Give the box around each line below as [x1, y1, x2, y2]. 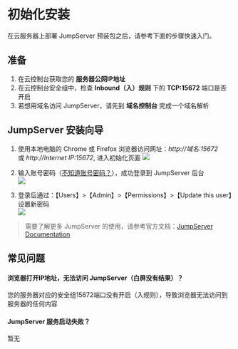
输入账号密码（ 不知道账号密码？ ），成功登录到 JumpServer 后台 [17, 168, 205, 177]
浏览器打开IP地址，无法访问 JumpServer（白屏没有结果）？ [7, 274, 184, 282]
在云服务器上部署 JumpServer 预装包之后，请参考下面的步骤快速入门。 [7, 31, 216, 40]
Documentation [24, 229, 71, 239]
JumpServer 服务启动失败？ [7, 317, 90, 325]
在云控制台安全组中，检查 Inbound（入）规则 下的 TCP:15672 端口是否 [17, 83, 227, 92]
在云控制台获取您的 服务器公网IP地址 [17, 74, 126, 83]
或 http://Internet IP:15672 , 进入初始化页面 [17, 153, 141, 162]
